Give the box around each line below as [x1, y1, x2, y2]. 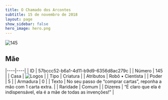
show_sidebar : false [5, 21, 49, 27]
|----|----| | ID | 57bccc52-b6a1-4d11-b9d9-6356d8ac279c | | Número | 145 [5, 67, 163, 73]
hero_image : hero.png [5, 26, 51, 31]
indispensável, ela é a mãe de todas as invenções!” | [5, 89, 115, 95]
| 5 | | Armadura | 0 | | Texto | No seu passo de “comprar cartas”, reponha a [5, 78, 162, 84]
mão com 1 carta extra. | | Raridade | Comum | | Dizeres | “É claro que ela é [5, 83, 161, 89]
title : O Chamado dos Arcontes [5, 7, 71, 13]
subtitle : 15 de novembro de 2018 [5, 12, 78, 17]
